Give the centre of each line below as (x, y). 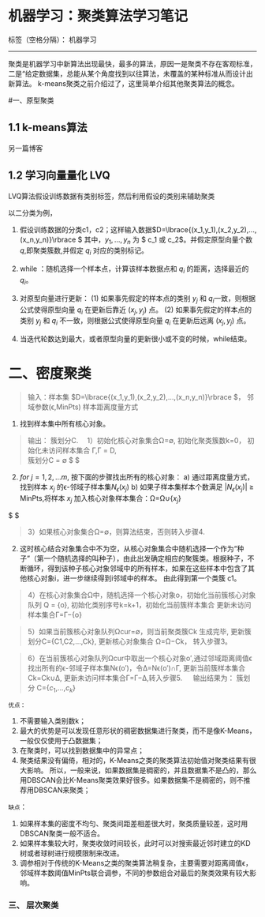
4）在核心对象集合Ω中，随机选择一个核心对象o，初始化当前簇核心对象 (142, 595)
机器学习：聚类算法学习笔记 (98, 16)
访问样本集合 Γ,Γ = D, (82, 450)
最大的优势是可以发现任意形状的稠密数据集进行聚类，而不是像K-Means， (138, 731)
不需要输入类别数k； (53, 721)
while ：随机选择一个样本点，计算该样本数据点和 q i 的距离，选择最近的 (134, 269)
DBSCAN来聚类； (62, 790)
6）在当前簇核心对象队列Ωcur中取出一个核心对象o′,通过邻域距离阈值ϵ (140, 658)
